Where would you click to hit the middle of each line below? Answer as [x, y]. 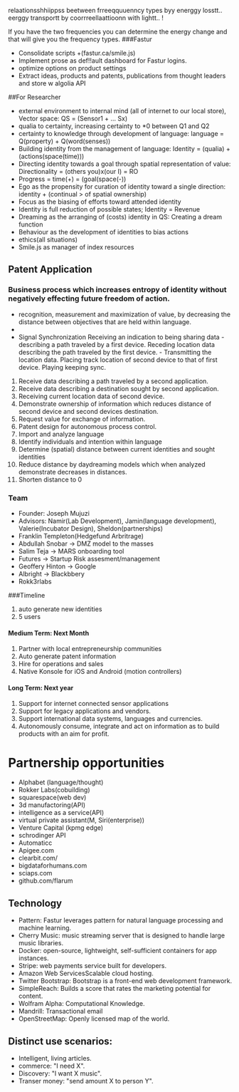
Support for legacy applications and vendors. [85, 711]
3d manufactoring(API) [52, 805]
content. [31, 996]
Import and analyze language [61, 434]
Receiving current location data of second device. [91, 396]
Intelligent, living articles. [55, 1058]
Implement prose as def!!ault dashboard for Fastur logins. [102, 61]
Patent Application [50, 270]
